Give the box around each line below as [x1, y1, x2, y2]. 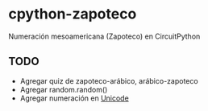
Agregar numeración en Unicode [19, 93, 129, 103]
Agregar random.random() [19, 84, 108, 94]
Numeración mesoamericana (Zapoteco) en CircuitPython [8, 31, 201, 41]
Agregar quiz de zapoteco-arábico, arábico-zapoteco [19, 76, 199, 85]
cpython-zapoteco [8, 5, 137, 23]
